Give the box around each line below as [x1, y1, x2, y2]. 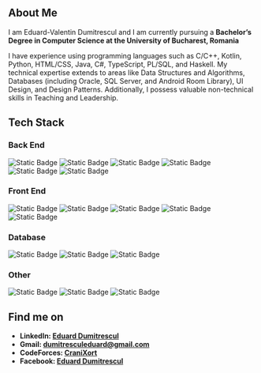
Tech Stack [8, 116, 65, 130]
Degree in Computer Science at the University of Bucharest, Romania [8, 36, 239, 45]
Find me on [8, 310, 64, 323]
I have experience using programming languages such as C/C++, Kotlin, [8, 51, 242, 60]
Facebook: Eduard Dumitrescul [19, 356, 124, 366]
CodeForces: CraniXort [19, 348, 98, 358]
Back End [8, 140, 45, 151]
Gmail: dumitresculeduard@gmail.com [19, 340, 150, 349]
